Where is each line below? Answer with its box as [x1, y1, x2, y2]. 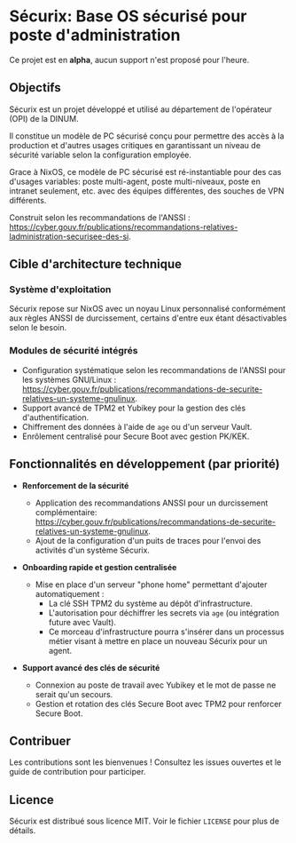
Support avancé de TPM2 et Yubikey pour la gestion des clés [21, 402, 246, 413]
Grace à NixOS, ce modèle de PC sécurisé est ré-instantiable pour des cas [9, 166, 282, 177]
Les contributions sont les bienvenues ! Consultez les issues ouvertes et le [9, 757, 282, 767]
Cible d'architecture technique [9, 257, 182, 272]
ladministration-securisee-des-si [9, 231, 129, 242]
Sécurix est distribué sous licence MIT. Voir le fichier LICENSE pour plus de [9, 815, 280, 827]
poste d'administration [9, 25, 181, 45]
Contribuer [9, 733, 71, 748]
